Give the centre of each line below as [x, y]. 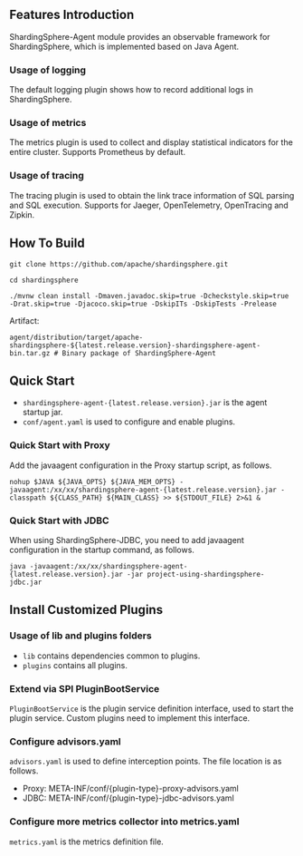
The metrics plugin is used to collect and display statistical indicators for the [151, 142]
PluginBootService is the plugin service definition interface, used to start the [151, 708]
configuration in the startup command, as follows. [102, 550]
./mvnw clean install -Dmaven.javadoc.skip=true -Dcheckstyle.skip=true [149, 296]
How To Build [47, 243]
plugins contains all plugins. [75, 665]
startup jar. [43, 413]
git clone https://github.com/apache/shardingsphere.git [119, 264]
